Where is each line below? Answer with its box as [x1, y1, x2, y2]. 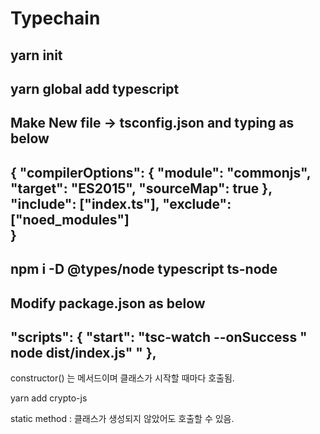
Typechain [10, 7, 101, 30]
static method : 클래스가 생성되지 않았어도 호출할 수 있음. [10, 413, 235, 425]
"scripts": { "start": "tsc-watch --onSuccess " [10, 328, 308, 346]
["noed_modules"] [10, 211, 130, 228]
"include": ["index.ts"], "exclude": [10, 195, 232, 212]
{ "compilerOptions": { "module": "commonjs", [10, 164, 312, 181]
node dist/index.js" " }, [10, 344, 157, 361]
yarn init [10, 47, 63, 64]
